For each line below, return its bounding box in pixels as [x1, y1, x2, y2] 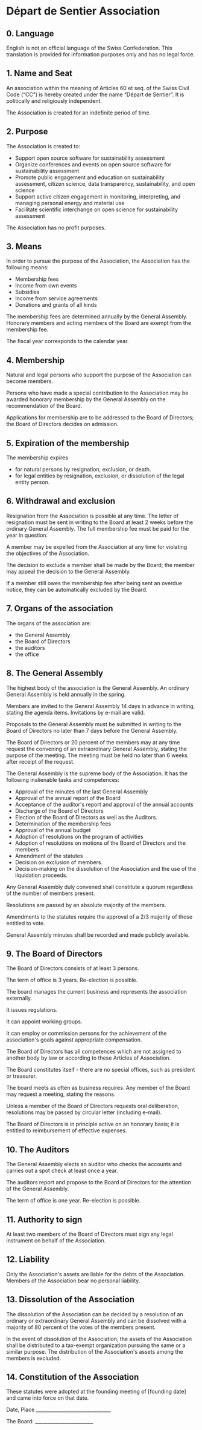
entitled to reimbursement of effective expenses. [6, 1127, 127, 1134]
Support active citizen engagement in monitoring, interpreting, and [14, 192, 181, 200]
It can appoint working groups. [6, 1018, 83, 1025]
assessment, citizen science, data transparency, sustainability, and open [14, 180, 195, 187]
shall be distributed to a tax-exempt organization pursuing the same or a [6, 1342, 186, 1349]
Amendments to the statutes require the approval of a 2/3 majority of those [6, 913, 193, 920]
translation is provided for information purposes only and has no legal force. [6, 51, 195, 58]
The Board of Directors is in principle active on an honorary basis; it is [6, 1121, 180, 1128]
